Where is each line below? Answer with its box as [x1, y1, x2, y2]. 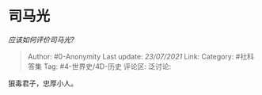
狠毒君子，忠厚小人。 [8, 78, 78, 88]
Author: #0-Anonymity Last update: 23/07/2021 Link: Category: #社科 [27, 51, 255, 61]
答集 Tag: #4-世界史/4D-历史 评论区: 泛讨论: [27, 61, 172, 71]
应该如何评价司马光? [8, 35, 75, 44]
